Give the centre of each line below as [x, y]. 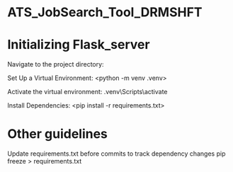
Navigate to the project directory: [56, 64]
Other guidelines [58, 134]
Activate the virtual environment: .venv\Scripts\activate [87, 92]
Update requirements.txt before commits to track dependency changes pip [116, 154]
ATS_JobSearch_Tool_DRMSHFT [105, 12]
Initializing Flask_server [79, 45]
